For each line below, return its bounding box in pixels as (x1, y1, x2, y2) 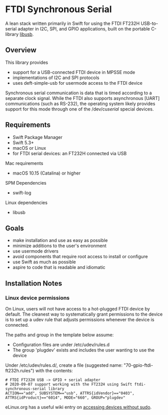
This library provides (5, 59, 48, 65)
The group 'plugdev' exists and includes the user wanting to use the (12, 347, 155, 353)
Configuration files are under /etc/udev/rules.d (12, 341, 110, 348)
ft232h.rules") (5, 368, 34, 374)
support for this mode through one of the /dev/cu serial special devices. (5, 106, 154, 112)
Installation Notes (5, 279, 62, 288)
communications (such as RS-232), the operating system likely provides (5, 100, 155, 107)
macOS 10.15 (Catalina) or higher (12, 170, 81, 176)
